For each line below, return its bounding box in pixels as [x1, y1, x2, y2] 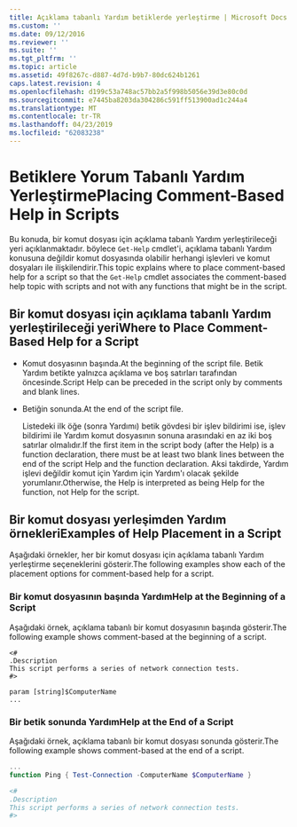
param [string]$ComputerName [9, 687, 117, 697]
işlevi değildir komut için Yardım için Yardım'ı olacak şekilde [21, 468, 239, 478]
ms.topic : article [9, 63, 77, 72]
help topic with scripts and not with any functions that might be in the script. [9, 280, 288, 291]
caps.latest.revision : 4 [9, 79, 101, 88]
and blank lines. [21, 386, 80, 397]
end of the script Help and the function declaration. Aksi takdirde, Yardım [21, 458, 289, 469]
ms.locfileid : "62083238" [9, 129, 105, 138]
